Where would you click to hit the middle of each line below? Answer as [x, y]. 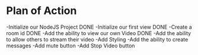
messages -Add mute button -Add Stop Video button [71, 46]
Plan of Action [41, 11]
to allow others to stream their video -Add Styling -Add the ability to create [97, 39]
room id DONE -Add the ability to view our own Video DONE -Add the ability [99, 33]
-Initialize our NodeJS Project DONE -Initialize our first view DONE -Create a [99, 27]
